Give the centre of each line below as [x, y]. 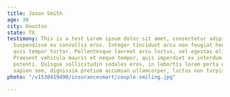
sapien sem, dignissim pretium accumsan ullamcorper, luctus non [108, 70]
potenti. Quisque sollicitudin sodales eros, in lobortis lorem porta [116, 64]
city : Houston [27, 26]
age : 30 [18, 20]
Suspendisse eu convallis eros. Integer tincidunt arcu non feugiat [113, 45]
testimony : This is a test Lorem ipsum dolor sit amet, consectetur [107, 39]
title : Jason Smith [35, 13]
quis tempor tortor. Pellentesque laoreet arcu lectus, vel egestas [113, 52]
